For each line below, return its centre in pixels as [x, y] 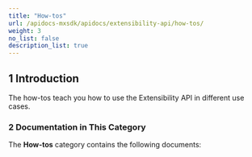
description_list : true [48, 46]
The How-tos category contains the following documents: [105, 145]
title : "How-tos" [38, 16]
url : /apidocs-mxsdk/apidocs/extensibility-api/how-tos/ [106, 23]
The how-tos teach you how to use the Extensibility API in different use [126, 97]
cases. [19, 106]
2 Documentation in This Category [78, 127]
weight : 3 [25, 31]
